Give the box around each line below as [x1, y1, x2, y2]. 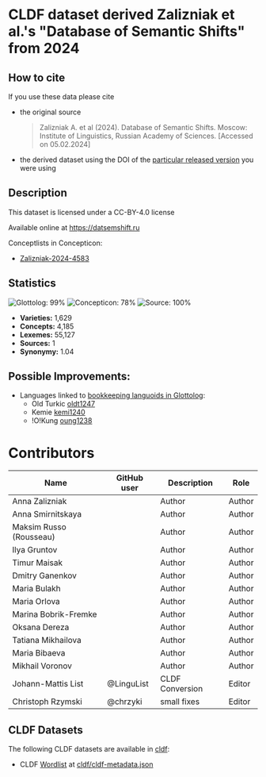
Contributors [8, 444, 95, 462]
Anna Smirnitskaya [12, 509, 82, 520]
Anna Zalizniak [12, 496, 67, 507]
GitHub [116, 472, 144, 483]
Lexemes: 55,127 [19, 329, 75, 339]
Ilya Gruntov [12, 544, 58, 556]
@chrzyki [106, 696, 142, 707]
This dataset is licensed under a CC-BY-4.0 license [8, 207, 175, 217]
